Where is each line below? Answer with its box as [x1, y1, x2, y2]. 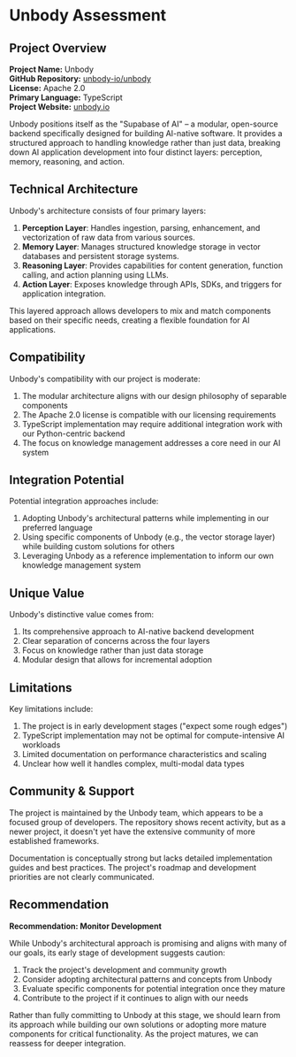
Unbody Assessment [9, 5, 167, 26]
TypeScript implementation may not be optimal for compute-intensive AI [21, 731, 285, 741]
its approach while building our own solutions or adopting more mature [9, 1019, 267, 1030]
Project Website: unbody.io [9, 102, 110, 111]
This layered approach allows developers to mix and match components [9, 305, 271, 316]
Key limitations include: [9, 704, 94, 715]
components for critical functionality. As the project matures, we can [9, 1028, 259, 1039]
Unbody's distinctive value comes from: [9, 609, 155, 620]
